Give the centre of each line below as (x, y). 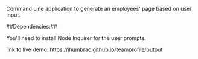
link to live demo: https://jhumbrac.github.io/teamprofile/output (85, 49)
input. (14, 15)
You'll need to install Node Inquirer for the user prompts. (76, 38)
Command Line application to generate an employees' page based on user (99, 9)
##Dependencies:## (32, 27)
